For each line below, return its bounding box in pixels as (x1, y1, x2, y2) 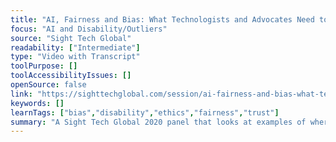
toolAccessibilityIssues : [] (10, 71, 132, 81)
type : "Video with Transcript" (10, 52, 141, 62)
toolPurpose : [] (10, 61, 78, 71)
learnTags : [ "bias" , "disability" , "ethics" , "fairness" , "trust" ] (10, 107, 280, 118)
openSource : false (10, 80, 87, 90)
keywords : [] (10, 98, 65, 108)
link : (10, 89, 33, 99)
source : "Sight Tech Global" (10, 33, 132, 43)
